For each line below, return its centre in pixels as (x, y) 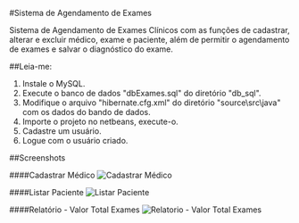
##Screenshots (37, 158)
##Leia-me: (30, 66)
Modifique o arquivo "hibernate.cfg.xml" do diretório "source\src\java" (151, 103)
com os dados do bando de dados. (86, 112)
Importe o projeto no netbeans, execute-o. (100, 121)
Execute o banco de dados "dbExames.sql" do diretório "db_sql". (141, 93)
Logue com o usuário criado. (75, 140)
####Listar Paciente (47, 192)
